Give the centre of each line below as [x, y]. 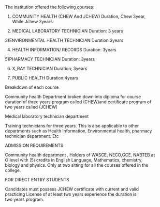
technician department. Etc [32, 136]
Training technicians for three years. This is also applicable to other [72, 126]
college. [13, 170]
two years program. [25, 199]
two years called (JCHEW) [31, 107]
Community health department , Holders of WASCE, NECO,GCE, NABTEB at [80, 155]
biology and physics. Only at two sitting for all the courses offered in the [77, 165]
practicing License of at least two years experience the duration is [71, 194]
